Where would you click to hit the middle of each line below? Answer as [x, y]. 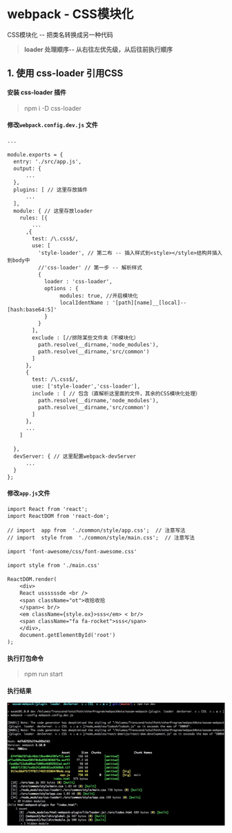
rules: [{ [34, 218]
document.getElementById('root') [68, 635]
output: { [27, 168]
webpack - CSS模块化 [70, 14]
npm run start [43, 674]
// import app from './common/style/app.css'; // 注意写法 [96, 530]
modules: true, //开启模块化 [99, 296]
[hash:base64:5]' [32, 310]
